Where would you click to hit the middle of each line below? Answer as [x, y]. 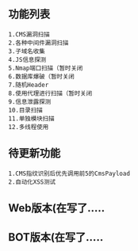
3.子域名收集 [27, 51]
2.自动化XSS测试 [32, 182]
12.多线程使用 [29, 127]
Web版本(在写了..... [57, 208]
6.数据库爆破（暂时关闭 [42, 76]
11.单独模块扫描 [31, 118]
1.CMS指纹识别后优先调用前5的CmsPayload [69, 173]
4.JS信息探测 [27, 59]
